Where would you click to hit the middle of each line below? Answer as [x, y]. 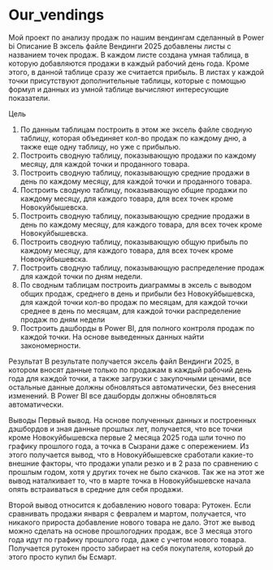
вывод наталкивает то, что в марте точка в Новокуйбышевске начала [130, 481]
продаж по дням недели [63, 320]
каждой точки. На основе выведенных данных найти [112, 337]
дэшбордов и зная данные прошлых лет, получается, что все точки [126, 429]
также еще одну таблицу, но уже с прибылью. [100, 146]
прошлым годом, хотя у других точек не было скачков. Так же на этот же [136, 472]
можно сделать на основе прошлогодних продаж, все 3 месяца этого [131, 531]
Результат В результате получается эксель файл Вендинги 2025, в [124, 361]
